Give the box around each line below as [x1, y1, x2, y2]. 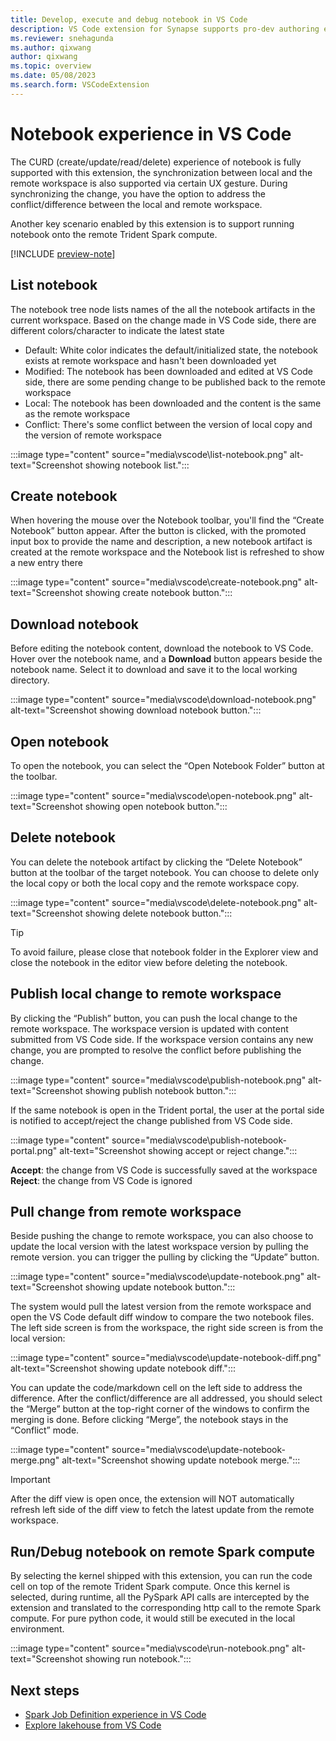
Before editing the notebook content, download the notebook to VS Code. [10, 642, 314, 655]
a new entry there [10, 557, 83, 569]
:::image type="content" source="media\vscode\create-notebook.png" [10, 576, 303, 588]
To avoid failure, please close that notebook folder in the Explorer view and [10, 946, 319, 958]
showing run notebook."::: [84, 1653, 192, 1665]
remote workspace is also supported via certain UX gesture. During [10, 177, 288, 189]
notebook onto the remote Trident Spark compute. [10, 228, 218, 240]
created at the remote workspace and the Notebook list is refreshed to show [10, 546, 325, 558]
